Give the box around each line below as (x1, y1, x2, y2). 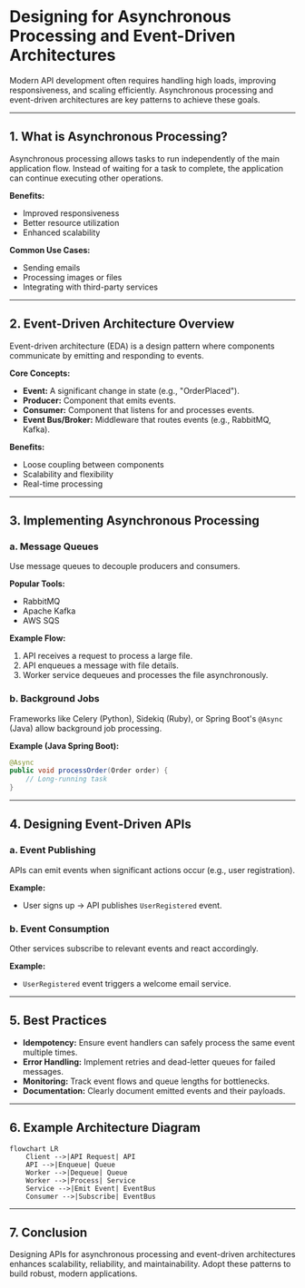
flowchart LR (9, 1144, 59, 1154)
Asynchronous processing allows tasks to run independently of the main (9, 152, 280, 164)
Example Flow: (9, 633, 66, 644)
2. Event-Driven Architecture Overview (9, 316, 235, 332)
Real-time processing (22, 478, 103, 489)
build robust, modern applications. (9, 1268, 138, 1279)
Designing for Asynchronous (9, 6, 231, 27)
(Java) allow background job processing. (9, 723, 162, 733)
